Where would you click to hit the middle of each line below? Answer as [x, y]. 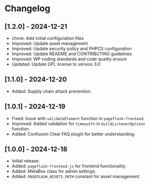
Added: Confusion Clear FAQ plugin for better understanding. [74, 134]
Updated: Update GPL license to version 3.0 [56, 64]
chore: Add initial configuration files [48, 38]
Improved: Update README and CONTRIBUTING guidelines [72, 54]
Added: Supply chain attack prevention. [51, 91]
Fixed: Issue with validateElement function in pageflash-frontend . [78, 118]
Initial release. [26, 161]
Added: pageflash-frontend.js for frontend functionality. [69, 166]
